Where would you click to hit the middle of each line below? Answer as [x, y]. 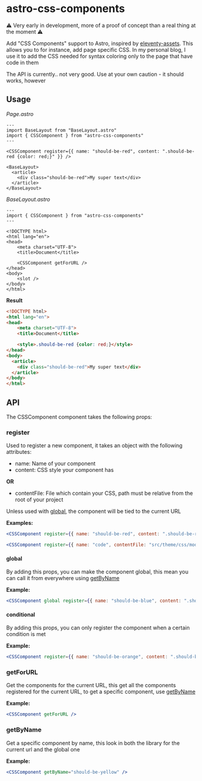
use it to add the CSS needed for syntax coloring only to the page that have [99, 56]
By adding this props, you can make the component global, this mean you [97, 572]
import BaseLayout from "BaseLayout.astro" [62, 130]
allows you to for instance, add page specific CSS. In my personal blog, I [96, 49]
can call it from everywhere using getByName [63, 578]
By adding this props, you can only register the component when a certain [98, 628]
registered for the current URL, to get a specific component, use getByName [101, 692]
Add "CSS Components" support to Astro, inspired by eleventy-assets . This [100, 43]
